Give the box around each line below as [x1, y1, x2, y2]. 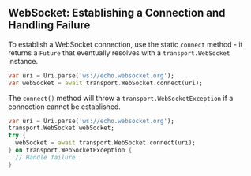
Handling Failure [8, 19, 91, 32]
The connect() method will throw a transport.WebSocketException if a [8, 93, 234, 103]
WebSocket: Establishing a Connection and [8, 6, 226, 20]
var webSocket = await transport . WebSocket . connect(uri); [8, 79, 203, 87]
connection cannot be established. [8, 102, 121, 111]
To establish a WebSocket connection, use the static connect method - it [8, 39, 243, 49]
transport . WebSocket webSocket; [8, 124, 114, 133]
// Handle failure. [15, 153, 80, 161]
